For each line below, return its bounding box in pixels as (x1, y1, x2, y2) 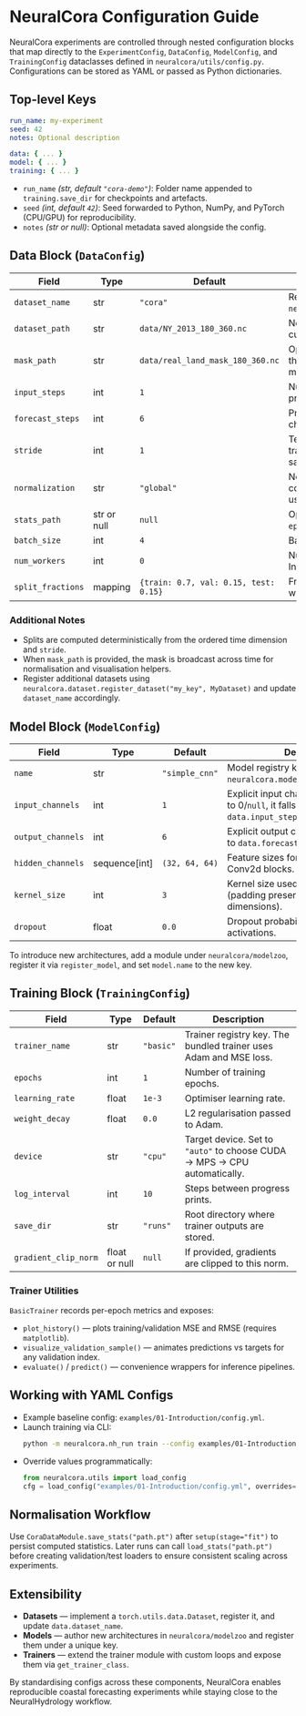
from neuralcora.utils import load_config (22, 1473, 187, 1482)
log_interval (14, 1189, 71, 1199)
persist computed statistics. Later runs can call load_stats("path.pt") (9, 1541, 273, 1552)
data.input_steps (227, 812, 302, 822)
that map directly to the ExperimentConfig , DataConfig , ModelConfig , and (9, 46, 278, 56)
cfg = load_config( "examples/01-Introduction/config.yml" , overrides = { (22, 1482, 301, 1491)
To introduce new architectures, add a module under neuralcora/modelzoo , (9, 949, 289, 960)
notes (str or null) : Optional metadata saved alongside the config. (22, 221, 267, 232)
